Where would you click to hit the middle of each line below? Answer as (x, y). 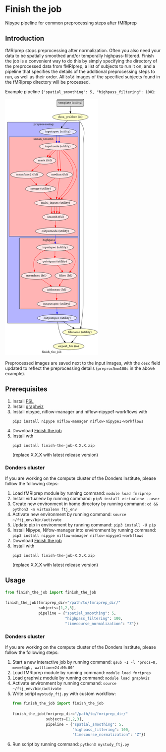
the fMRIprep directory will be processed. (48, 82)
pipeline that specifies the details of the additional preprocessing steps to (80, 71)
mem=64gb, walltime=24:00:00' (44, 668)
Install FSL (23, 401)
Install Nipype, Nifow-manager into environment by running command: (84, 530)
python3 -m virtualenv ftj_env (45, 509)
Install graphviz (28, 406)
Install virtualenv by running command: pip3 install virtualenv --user (86, 498)
